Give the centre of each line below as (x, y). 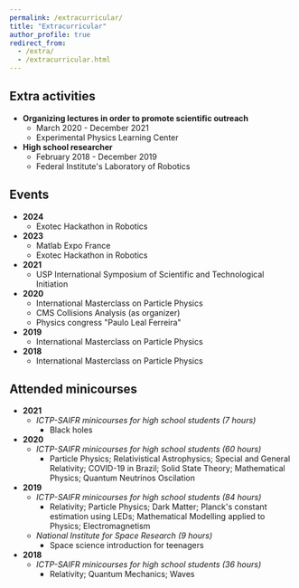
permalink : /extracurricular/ (66, 18)
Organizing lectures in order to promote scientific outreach (135, 118)
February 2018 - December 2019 (97, 156)
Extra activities (53, 96)
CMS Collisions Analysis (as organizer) (108, 312)
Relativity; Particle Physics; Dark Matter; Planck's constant (158, 507)
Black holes (71, 430)
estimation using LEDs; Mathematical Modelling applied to (157, 517)
